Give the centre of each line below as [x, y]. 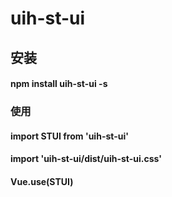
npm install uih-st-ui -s [59, 84]
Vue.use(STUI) [42, 181]
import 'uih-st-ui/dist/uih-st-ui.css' [86, 159]
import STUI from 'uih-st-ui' [69, 136]
